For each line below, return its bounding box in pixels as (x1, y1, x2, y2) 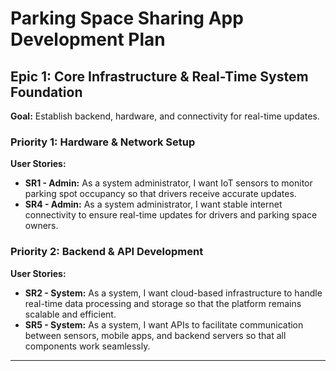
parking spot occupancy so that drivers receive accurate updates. (24, 188, 297, 200)
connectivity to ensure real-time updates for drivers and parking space (24, 209, 318, 221)
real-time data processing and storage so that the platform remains (24, 297, 302, 309)
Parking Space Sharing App (10, 7, 244, 30)
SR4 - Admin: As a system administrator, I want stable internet (24, 198, 283, 211)
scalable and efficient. (24, 308, 117, 320)
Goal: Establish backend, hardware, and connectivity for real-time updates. (10, 110, 320, 122)
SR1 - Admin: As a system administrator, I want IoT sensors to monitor (24, 177, 313, 189)
